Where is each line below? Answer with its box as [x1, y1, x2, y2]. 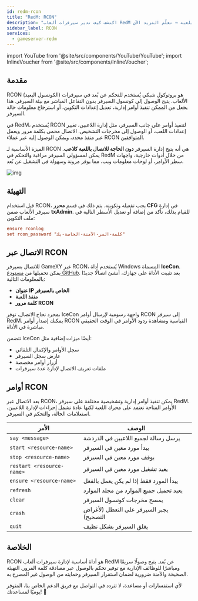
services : [6, 31, 31, 36]
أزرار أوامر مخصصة [15, 358, 58, 366]
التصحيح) [83, 513, 106, 521]
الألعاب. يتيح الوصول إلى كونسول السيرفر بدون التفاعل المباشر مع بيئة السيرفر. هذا [6, 97, 187, 104]
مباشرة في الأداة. [6, 323, 45, 330]
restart [9, 463, 31, 469]
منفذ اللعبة [15, 293, 38, 300]
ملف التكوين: [6, 214, 35, 221]
